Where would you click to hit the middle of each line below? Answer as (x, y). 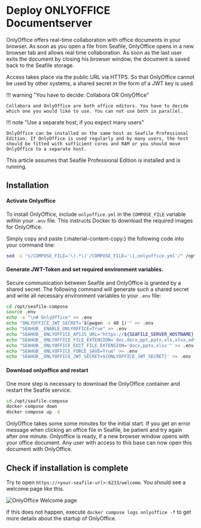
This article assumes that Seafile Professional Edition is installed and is (93, 160)
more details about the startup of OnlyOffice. (61, 518)
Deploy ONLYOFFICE (58, 10)
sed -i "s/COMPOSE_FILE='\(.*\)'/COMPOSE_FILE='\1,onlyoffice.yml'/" (95, 256)
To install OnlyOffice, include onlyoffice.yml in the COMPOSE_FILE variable (96, 214)
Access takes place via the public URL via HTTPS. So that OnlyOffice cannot (100, 77)
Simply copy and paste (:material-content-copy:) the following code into (95, 238)
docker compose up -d (33, 412)
